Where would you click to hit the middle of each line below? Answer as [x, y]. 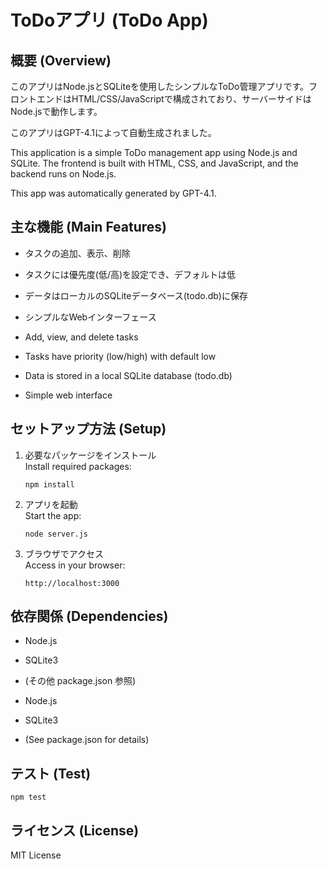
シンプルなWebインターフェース [90, 317]
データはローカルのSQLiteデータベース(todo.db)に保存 [136, 295]
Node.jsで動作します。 [56, 111]
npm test [28, 797]
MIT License [36, 855]
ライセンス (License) [75, 830]
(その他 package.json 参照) [80, 681]
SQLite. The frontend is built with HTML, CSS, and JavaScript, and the [154, 163]
